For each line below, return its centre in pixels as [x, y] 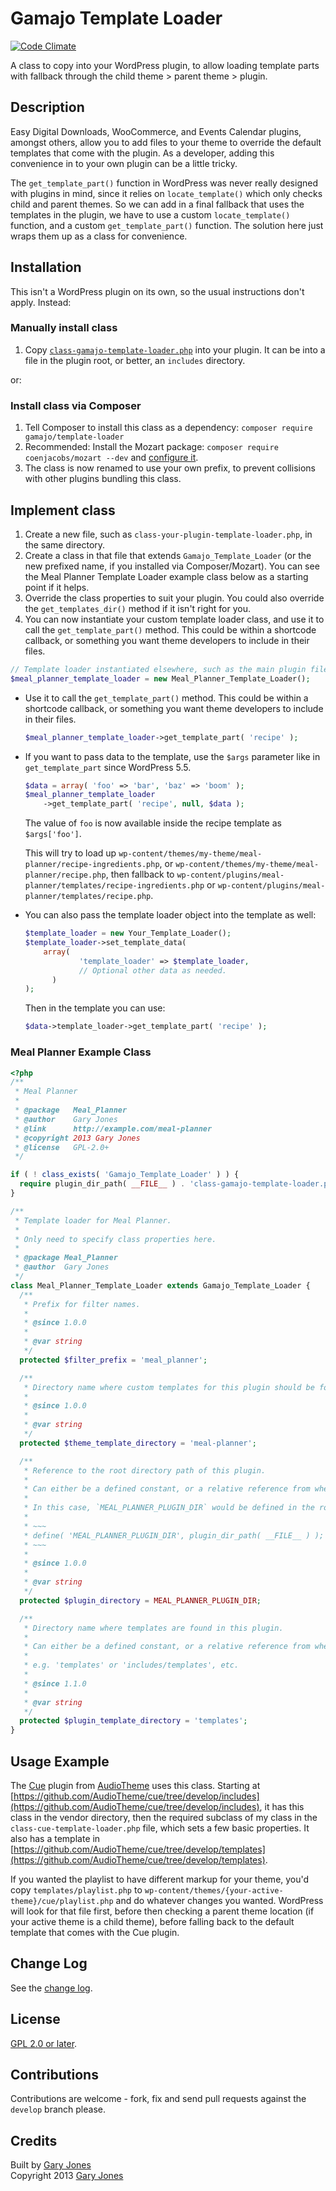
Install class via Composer [76, 405]
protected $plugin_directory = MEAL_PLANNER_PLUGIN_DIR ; [140, 1600]
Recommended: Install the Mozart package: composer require [151, 447]
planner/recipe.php [65, 875]
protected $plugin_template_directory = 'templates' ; [133, 1721]
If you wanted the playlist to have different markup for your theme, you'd [160, 1879]
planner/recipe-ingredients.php [92, 865]
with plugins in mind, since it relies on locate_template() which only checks [166, 193]
